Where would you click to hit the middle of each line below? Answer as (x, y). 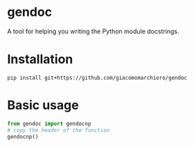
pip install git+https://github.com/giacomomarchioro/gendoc (97, 78)
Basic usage (43, 105)
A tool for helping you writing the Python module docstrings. (93, 31)
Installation (40, 59)
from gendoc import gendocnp (49, 123)
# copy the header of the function (59, 130)
